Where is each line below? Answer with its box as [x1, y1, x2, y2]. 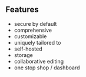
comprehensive [14, 26, 52, 34]
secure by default [14, 20, 57, 27]
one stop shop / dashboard [14, 64, 80, 71]
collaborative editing [14, 58, 64, 65]
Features [5, 5, 39, 15]
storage [14, 51, 33, 58]
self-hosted [14, 45, 42, 52]
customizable [14, 32, 47, 40]
